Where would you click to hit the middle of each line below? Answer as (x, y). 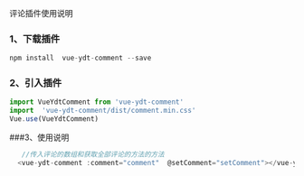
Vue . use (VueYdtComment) (54, 119)
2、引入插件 (36, 83)
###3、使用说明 (39, 137)
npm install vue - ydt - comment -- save (81, 58)
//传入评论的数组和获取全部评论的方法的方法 (93, 155)
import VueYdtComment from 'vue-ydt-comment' (96, 102)
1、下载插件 (35, 39)
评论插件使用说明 (41, 13)
